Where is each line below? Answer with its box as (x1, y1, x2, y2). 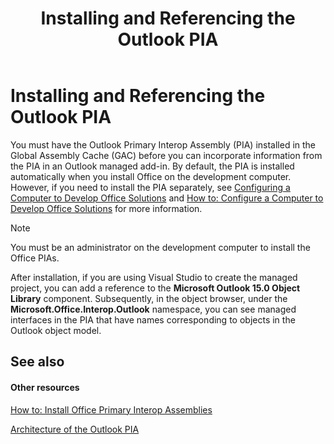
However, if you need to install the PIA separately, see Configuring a (10, 181, 291, 193)
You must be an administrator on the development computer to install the (10, 241, 311, 253)
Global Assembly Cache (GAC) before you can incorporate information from (10, 149, 323, 161)
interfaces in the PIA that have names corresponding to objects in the (10, 313, 296, 326)
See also (10, 353, 65, 371)
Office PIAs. (10, 252, 60, 264)
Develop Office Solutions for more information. (10, 202, 203, 214)
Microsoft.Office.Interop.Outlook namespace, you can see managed (10, 303, 297, 315)
